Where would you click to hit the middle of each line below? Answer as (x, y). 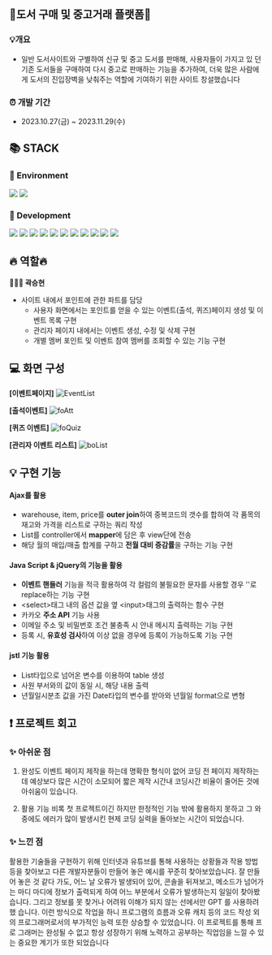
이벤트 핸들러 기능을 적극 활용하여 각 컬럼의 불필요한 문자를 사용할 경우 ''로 (139, 585)
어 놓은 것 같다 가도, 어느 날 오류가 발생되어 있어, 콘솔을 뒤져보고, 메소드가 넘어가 (137, 881)
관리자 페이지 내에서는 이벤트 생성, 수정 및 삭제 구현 (114, 330)
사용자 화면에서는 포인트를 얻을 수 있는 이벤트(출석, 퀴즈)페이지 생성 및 (144, 310)
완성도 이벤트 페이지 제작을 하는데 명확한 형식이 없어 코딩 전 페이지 (126, 771)
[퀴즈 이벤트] (29, 428)
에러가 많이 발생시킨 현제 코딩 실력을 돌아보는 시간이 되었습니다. (143, 819)
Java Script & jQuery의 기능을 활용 (66, 565)
